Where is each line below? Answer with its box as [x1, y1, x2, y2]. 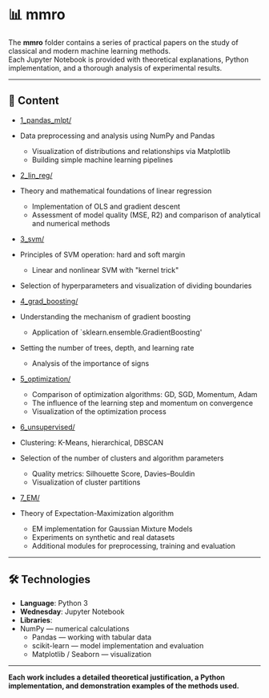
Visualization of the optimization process [31, 406, 167, 416]
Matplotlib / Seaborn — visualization [31, 649, 152, 659]
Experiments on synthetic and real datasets [31, 532, 175, 542]
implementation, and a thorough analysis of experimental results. [8, 63, 223, 72]
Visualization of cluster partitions [31, 477, 141, 487]
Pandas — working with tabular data [31, 632, 152, 642]
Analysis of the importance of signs [31, 358, 150, 368]
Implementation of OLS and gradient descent [31, 201, 180, 211]
